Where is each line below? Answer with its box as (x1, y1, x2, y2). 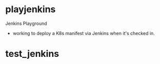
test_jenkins (5, 48, 59, 59)
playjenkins (5, 4, 56, 15)
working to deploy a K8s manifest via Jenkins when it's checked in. (12, 30, 155, 36)
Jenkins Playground (5, 20, 47, 26)
